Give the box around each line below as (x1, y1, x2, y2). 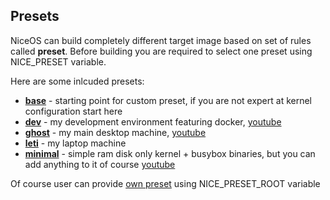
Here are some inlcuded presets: (10, 75, 145, 87)
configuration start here (24, 105, 123, 117)
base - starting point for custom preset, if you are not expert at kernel (24, 94, 312, 106)
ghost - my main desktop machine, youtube (24, 126, 207, 138)
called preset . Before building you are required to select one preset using (10, 45, 313, 57)
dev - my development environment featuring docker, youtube (24, 115, 282, 128)
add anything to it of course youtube (24, 158, 176, 170)
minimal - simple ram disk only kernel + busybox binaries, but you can (24, 147, 316, 159)
